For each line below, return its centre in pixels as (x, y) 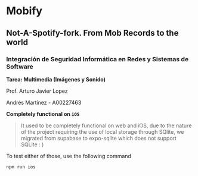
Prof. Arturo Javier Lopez (37, 91)
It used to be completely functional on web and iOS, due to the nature (106, 125)
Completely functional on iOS (43, 114)
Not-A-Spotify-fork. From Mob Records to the (92, 33)
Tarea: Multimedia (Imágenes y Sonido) (56, 79)
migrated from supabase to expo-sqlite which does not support (99, 138)
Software (20, 67)
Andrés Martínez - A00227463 (44, 102)
